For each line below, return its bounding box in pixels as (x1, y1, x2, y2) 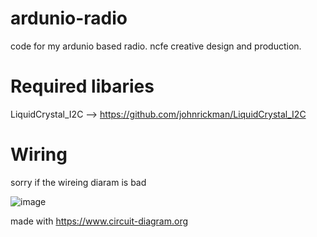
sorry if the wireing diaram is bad (10, 176, 147, 188)
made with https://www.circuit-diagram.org (10, 215, 189, 227)
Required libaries (10, 75, 155, 98)
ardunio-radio (10, 7, 128, 30)
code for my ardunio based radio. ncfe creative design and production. (10, 40, 302, 52)
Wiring (10, 143, 68, 166)
